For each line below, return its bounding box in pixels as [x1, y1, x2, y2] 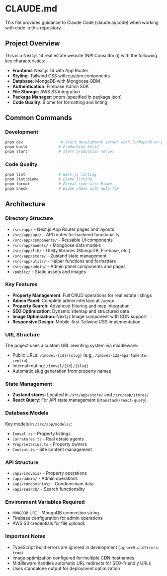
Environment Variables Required [5, 498, 85, 505]
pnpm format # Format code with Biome [5, 181, 112, 187]
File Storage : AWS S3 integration [12, 88, 81, 95]
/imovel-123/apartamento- [94, 353, 149, 358]
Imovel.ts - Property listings [12, 431, 71, 436]
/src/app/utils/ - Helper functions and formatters [12, 258, 116, 264]
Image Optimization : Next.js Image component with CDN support [12, 313, 147, 319]
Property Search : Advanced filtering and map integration [12, 302, 130, 309]
